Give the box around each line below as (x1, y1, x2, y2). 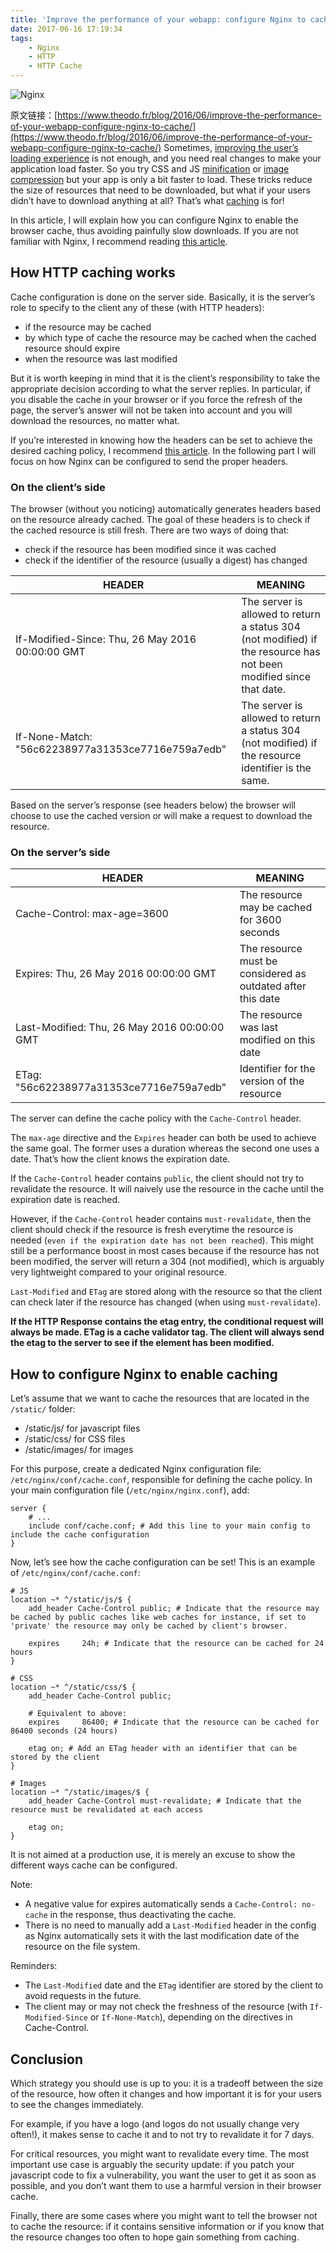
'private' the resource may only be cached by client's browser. (10, 1621, 288, 1631)
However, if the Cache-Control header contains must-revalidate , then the (10, 1213, 312, 1225)
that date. (241, 682, 286, 696)
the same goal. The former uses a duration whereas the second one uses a (10, 1142, 320, 1155)
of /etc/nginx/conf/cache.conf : (10, 1567, 141, 1579)
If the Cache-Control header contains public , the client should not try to (10, 1172, 305, 1185)
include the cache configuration (10, 1530, 150, 1540)
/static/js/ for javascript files (24, 1422, 141, 1435)
